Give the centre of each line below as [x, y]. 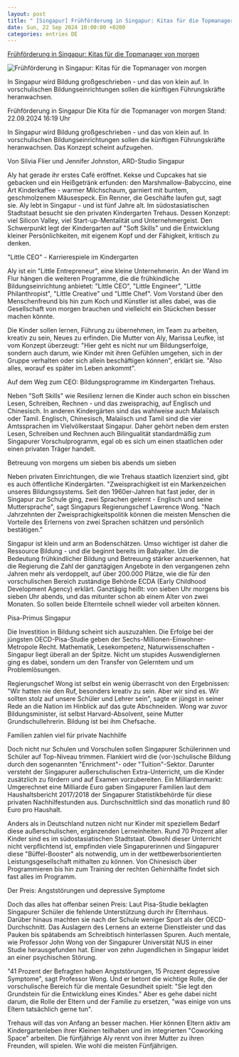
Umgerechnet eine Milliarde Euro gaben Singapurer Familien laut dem [109, 787]
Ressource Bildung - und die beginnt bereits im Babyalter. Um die [103, 551]
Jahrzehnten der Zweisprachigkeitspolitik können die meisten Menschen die [119, 515]
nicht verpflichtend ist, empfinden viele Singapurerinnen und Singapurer [113, 846]
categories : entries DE [43, 34]
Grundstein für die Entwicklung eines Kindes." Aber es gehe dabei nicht [112, 994]
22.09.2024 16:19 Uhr [39, 118]
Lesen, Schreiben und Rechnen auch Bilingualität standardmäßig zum [109, 434]
